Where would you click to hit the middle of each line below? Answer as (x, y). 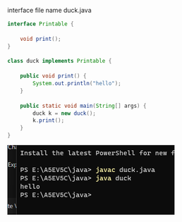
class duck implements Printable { (60, 61)
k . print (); (49, 121)
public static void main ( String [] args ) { (83, 106)
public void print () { (53, 76)
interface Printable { (41, 24)
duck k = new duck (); (65, 113)
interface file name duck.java (49, 10)
